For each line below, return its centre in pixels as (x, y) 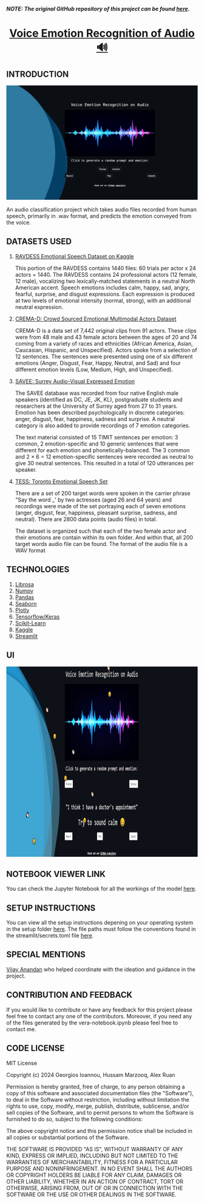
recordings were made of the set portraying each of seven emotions (100, 506)
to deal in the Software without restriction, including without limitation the (98, 1099)
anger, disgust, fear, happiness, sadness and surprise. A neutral (95, 419)
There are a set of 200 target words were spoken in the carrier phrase (103, 493)
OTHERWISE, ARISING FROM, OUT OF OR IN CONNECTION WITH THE (95, 1188)
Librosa (25, 584)
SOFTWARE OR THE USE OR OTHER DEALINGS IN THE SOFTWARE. (91, 1194)
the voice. (19, 222)
